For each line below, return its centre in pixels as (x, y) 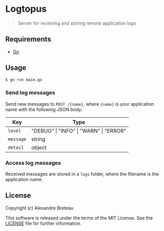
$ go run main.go (24, 80)
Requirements (28, 39)
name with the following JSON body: (44, 109)
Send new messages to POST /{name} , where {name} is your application (80, 104)
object (39, 147)
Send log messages (30, 93)
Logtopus (26, 9)
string (38, 139)
